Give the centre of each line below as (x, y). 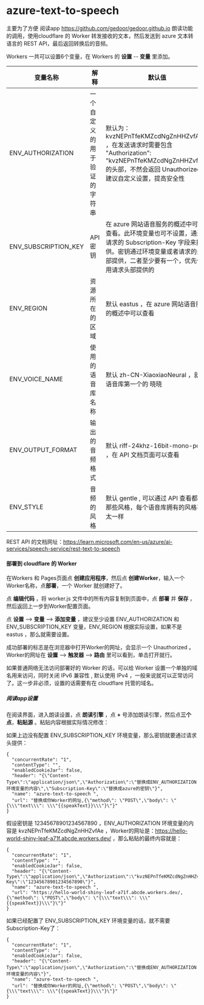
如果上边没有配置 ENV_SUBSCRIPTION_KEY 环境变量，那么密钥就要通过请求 (102, 735)
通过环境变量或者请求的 (163, 252)
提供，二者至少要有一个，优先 (154, 261)
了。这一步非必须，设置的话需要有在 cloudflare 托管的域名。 (82, 683)
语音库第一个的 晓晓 (134, 384)
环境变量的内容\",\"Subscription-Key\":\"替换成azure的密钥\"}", (85, 789)
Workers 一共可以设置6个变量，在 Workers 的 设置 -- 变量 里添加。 (90, 56)
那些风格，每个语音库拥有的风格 (151, 507)
